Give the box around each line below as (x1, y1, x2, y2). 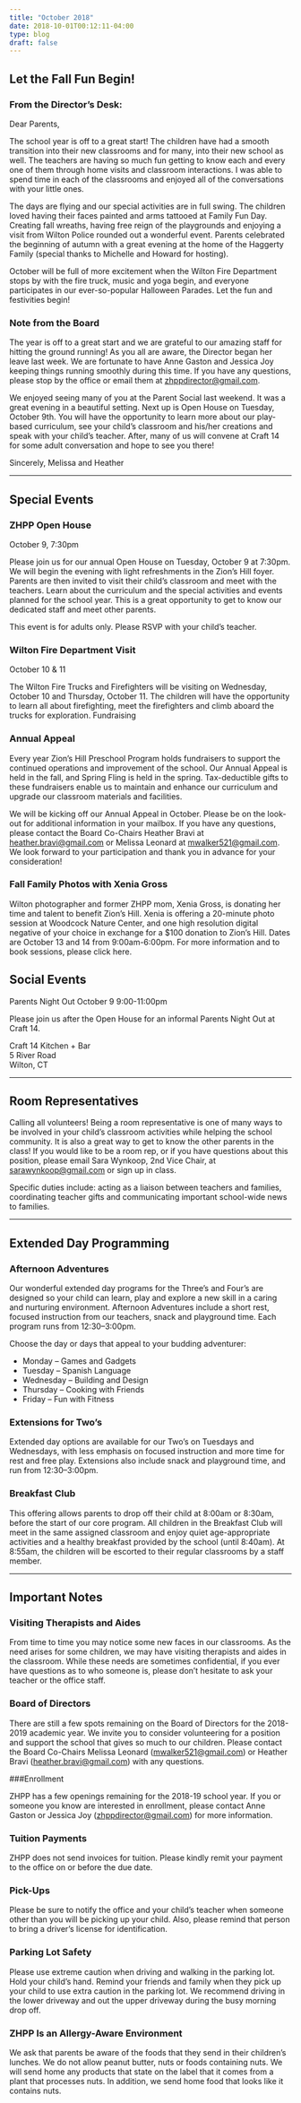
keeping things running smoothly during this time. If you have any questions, (9, 366, 292, 376)
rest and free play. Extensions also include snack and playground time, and (9, 1455, 287, 1466)
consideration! (9, 856, 63, 866)
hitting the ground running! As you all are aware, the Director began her (9, 347, 273, 358)
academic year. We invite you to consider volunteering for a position (29, 1727, 280, 1738)
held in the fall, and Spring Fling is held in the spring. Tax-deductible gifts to (9, 771, 288, 782)
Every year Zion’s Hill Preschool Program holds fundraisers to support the (9, 753, 280, 763)
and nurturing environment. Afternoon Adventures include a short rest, (9, 1302, 271, 1313)
